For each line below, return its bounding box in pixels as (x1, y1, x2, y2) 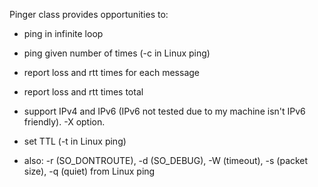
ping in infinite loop (23, 28, 104, 39)
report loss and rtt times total (23, 86, 144, 98)
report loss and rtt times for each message (23, 67, 200, 78)
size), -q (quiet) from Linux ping (23, 165, 156, 177)
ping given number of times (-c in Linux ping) (23, 47, 211, 59)
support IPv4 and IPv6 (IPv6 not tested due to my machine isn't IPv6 (23, 105, 306, 117)
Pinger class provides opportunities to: (9, 9, 169, 20)
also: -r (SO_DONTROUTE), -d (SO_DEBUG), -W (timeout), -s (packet (23, 155, 309, 166)
